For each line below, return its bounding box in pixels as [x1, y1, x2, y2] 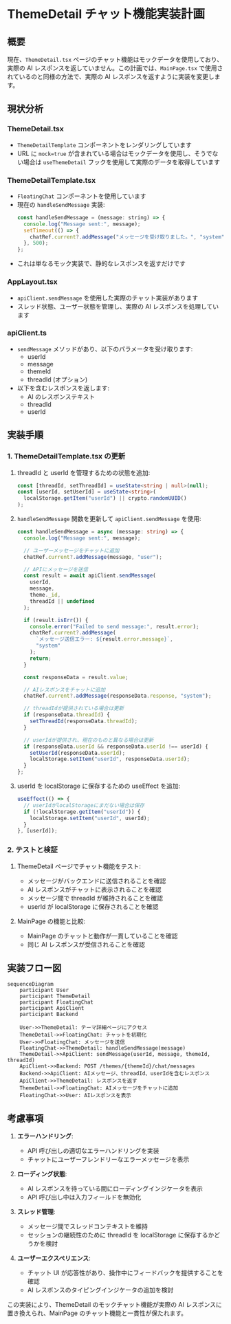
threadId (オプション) [27, 375, 88, 384]
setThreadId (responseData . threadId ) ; [30, 718, 138, 725]
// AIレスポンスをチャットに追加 [23, 686, 106, 693]
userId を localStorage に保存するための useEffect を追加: [16, 782, 181, 791]
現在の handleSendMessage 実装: [16, 200, 105, 208]
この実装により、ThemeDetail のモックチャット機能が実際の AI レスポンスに [7, 1301, 222, 1309]
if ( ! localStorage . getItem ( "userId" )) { [23, 808, 141, 815]
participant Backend [19, 1011, 78, 1018]
